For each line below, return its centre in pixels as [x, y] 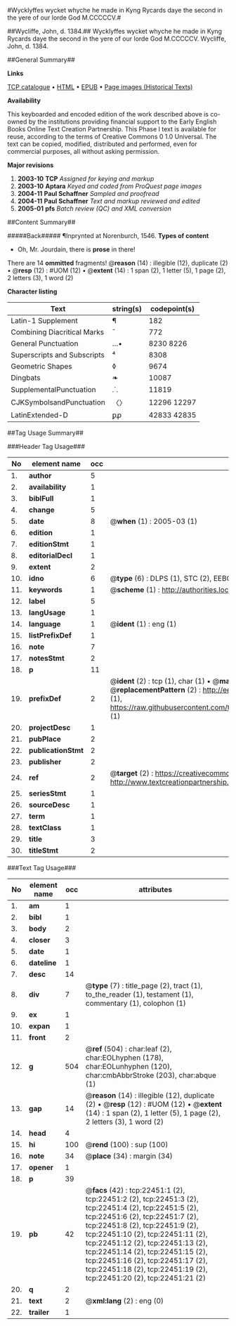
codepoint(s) [172, 309]
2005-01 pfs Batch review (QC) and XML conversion [94, 209]
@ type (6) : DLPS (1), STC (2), [161, 578]
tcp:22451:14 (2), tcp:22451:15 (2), [146, 1252]
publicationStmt [57, 750]
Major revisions [31, 165]
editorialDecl [51, 556]
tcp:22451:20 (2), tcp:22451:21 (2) [145, 1278]
